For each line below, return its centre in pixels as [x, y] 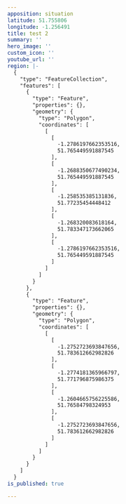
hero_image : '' [29, 46]
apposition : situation [40, 14]
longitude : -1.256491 [39, 27]
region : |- [23, 66]
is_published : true [36, 484]
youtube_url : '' [31, 60]
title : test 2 [28, 33]
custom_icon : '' [31, 53]
